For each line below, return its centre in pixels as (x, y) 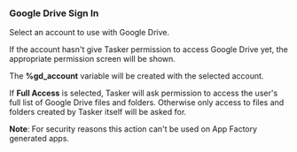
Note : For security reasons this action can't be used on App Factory (133, 129)
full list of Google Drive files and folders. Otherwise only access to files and (147, 103)
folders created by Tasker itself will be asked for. (98, 112)
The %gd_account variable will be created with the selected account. (137, 76)
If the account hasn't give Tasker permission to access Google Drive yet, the (148, 49)
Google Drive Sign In (54, 13)
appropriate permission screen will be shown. (92, 59)
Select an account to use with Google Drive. (90, 33)
